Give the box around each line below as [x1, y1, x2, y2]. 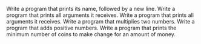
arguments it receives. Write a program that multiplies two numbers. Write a [6, 18, 195, 25]
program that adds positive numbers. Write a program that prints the [6, 24, 177, 31]
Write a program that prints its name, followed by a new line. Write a [6, 5, 176, 12]
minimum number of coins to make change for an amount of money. [6, 31, 176, 38]
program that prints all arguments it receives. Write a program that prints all [6, 11, 194, 19]
